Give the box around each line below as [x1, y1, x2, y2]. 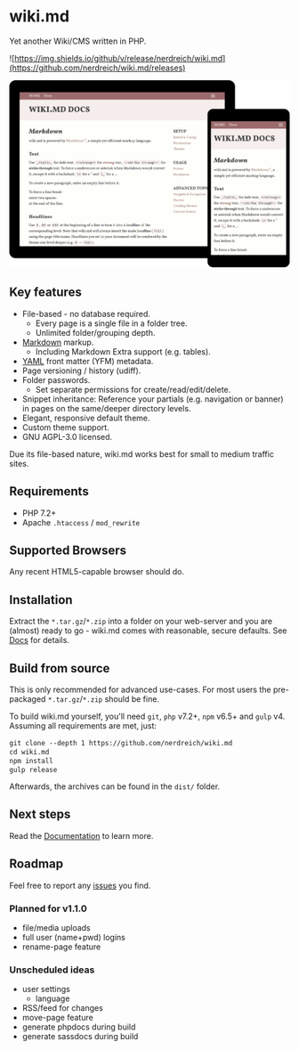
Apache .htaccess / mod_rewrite [21, 517, 141, 527]
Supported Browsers [9, 542, 127, 558]
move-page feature [21, 1013, 93, 1023]
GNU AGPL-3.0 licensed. [21, 431, 113, 442]
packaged [9, 694, 46, 704]
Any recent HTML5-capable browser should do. [9, 566, 185, 577]
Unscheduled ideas [9, 964, 95, 976]
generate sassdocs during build [21, 1031, 139, 1042]
